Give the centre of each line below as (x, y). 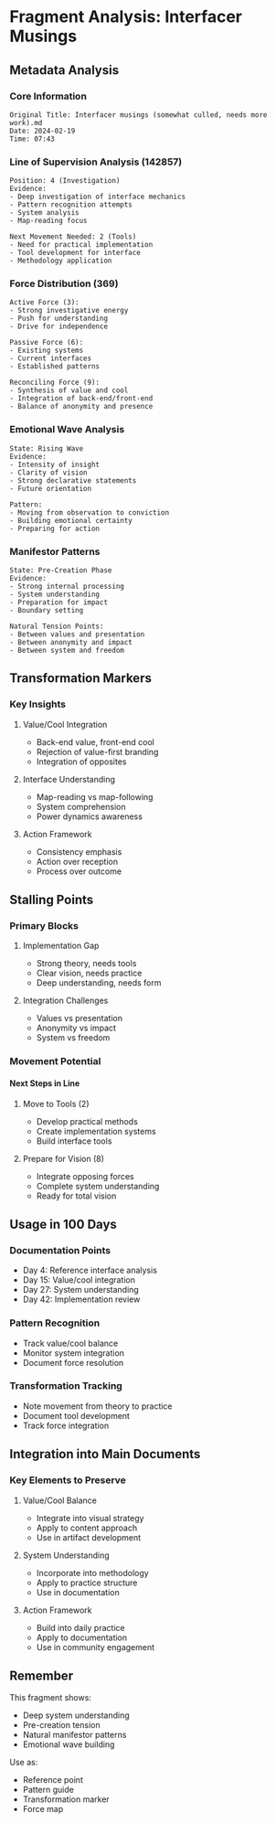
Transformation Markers (81, 678)
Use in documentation (78, 1592)
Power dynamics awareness (90, 816)
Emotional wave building (69, 1744)
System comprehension (81, 806)
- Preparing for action (55, 528)
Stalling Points (52, 900)
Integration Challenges (65, 1001)
